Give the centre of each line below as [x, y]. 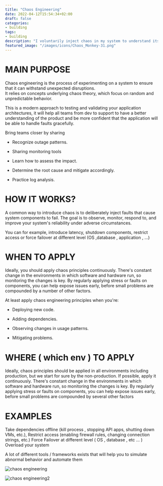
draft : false [18, 18]
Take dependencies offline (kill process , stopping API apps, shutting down [80, 430]
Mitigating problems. [33, 338]
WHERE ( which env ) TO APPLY [70, 357]
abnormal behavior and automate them [44, 460]
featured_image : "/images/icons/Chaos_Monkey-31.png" [61, 46]
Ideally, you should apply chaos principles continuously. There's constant [78, 270]
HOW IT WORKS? [41, 199]
